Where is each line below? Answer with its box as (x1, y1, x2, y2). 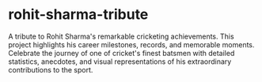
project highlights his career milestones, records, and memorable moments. (8, 39, 255, 49)
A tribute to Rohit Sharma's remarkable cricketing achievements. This (8, 32, 235, 41)
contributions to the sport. (8, 65, 93, 74)
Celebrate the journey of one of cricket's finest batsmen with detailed (8, 48, 235, 58)
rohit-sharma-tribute (8, 6, 149, 24)
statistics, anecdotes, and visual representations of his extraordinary (8, 57, 232, 66)
